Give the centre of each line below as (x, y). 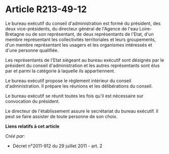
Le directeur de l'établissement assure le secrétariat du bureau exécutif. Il (82, 111)
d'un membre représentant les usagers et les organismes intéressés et (79, 45)
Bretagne (15, 34)
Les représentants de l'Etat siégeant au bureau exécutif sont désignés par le (85, 60)
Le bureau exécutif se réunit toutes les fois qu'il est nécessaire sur (74, 96)
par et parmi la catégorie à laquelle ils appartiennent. (60, 71)
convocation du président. (32, 101)
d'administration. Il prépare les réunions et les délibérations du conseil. (79, 86)
